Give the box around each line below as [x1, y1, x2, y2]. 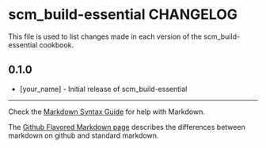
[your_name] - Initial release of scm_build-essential [19, 84, 188, 93]
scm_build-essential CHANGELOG [8, 6, 237, 24]
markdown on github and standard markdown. [8, 131, 159, 140]
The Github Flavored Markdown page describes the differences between [8, 122, 245, 131]
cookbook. [39, 40, 74, 49]
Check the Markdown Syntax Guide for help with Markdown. [8, 107, 206, 116]
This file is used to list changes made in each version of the [8, 32, 202, 41]
